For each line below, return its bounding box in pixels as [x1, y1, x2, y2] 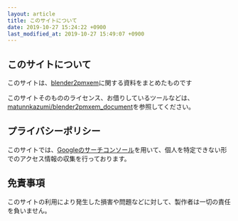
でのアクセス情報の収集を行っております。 [7, 154, 131, 163]
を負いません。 [7, 206, 51, 215]
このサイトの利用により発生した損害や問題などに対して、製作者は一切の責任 [7, 197, 231, 206]
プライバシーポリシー [7, 125, 101, 137]
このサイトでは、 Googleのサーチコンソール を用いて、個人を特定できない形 [7, 145, 227, 153]
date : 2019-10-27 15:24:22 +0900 [7, 23, 107, 31]
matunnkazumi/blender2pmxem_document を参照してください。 [7, 102, 195, 111]
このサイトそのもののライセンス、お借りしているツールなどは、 [7, 94, 194, 102]
